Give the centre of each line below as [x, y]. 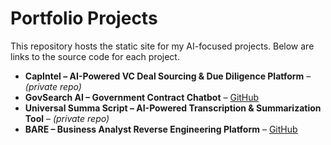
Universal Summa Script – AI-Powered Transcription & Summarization [173, 108]
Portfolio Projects [84, 18]
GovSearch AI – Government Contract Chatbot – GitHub [142, 97]
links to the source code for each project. [95, 56]
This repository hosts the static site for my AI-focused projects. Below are [162, 46]
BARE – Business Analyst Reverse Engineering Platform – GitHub [161, 129]
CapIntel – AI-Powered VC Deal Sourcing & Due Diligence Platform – [168, 76]
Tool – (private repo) [67, 118]
